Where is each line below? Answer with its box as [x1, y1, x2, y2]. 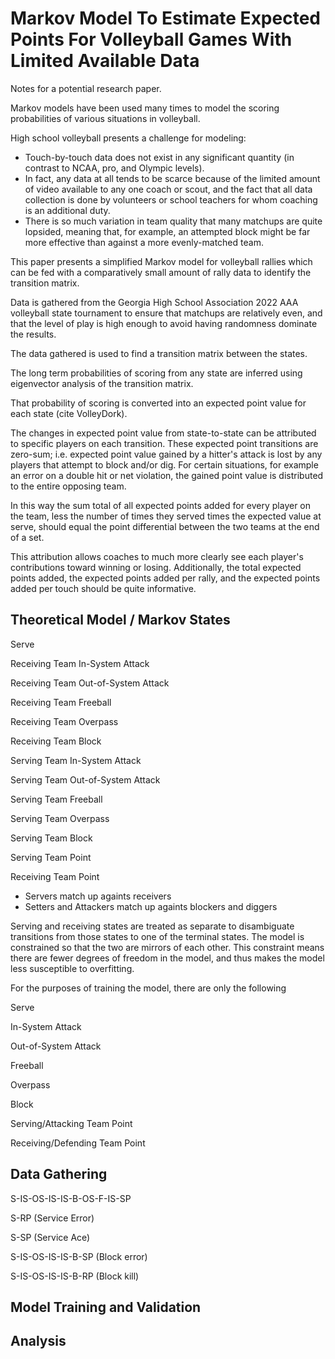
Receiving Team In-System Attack [10, 657, 150, 669]
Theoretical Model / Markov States [10, 612, 231, 629]
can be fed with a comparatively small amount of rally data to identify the [10, 266, 312, 278]
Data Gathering [10, 1166, 108, 1183]
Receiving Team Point [10, 870, 100, 882]
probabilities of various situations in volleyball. [10, 112, 201, 124]
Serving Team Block [10, 832, 93, 844]
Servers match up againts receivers [24, 890, 172, 902]
